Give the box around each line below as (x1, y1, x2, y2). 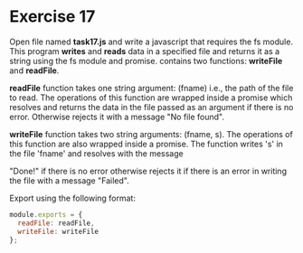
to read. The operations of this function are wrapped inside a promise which (9, 92, 293, 103)
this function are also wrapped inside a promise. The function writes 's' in (9, 138, 283, 149)
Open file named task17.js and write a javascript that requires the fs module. (9, 36, 294, 47)
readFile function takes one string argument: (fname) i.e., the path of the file (9, 82, 294, 93)
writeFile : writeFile (17, 227, 99, 236)
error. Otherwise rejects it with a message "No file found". (9, 111, 224, 122)
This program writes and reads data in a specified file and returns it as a (9, 45, 280, 56)
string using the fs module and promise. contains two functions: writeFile (9, 55, 283, 66)
